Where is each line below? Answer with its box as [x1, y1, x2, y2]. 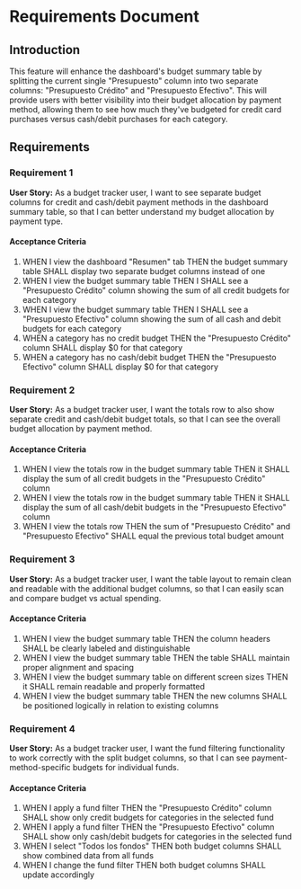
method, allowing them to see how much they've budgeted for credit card [9, 104, 282, 114]
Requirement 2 [9, 384, 75, 396]
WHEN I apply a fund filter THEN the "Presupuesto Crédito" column [22, 803, 272, 813]
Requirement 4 [9, 722, 76, 734]
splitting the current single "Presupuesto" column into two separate [9, 76, 259, 86]
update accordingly [22, 869, 95, 880]
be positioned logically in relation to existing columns [22, 699, 219, 711]
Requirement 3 [9, 553, 75, 565]
